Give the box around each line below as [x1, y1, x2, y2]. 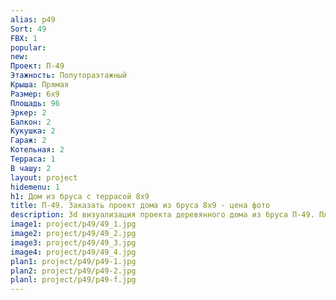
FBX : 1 [10, 33, 38, 43]
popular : [10, 42, 47, 53]
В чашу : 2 [10, 163, 52, 173]
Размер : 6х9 [10, 89, 60, 99]
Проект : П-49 [10, 61, 65, 71]
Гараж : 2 [10, 136, 47, 146]
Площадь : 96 [10, 98, 60, 108]
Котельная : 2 [10, 145, 65, 155]
